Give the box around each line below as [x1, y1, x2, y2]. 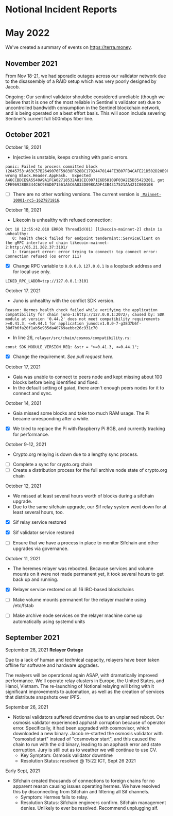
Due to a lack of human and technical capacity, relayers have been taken [5, 657, 160, 663]
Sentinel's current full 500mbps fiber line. [5, 115, 94, 121]
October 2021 [5, 130, 50, 139]
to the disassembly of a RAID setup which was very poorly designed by [5, 78, 157, 84]
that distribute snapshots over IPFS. [5, 694, 81, 700]
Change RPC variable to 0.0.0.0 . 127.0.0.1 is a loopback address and [12, 262, 161, 269]
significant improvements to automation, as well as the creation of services [5, 688, 165, 695]
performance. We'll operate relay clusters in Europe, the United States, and [5, 678, 165, 684]
